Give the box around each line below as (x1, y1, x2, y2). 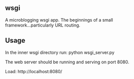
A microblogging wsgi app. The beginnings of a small (5, 17, 113, 23)
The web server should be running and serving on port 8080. (5, 59, 130, 65)
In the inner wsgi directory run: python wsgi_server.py (5, 49, 115, 55)
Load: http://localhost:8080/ (5, 68, 63, 74)
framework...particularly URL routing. (5, 22, 80, 28)
